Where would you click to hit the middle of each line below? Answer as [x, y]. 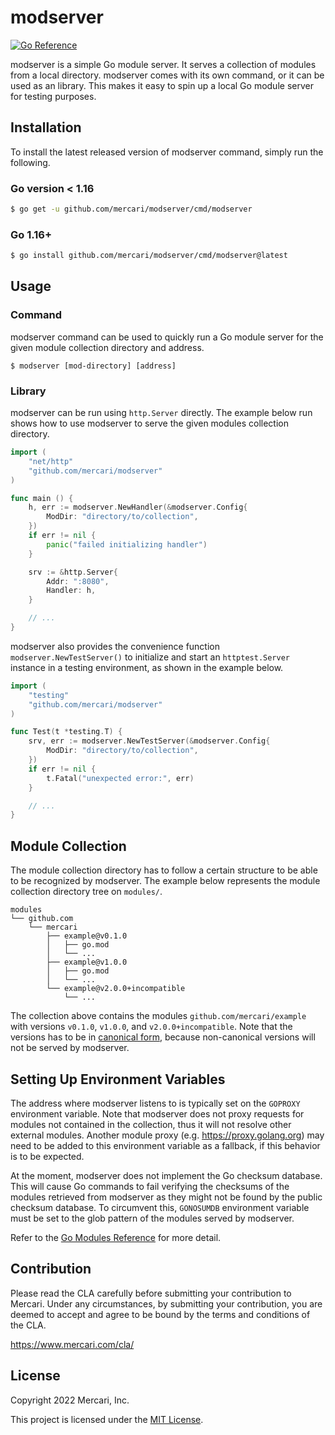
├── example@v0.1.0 [87, 936]
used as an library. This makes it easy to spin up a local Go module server [162, 85]
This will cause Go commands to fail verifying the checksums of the [150, 1186]
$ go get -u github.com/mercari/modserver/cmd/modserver [131, 209]
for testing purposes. [53, 96]
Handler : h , [71, 591]
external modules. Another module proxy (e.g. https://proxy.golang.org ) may [167, 1135]
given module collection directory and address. [107, 347]
